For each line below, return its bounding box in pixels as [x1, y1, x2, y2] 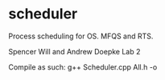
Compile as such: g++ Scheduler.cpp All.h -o [8, 62, 158, 72]
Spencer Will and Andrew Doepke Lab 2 [8, 46, 141, 56]
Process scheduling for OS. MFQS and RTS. [8, 31, 154, 41]
